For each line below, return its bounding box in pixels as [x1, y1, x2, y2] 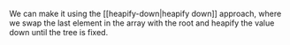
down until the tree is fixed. [9, 27, 109, 37]
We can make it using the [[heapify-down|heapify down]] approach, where [9, 9, 282, 19]
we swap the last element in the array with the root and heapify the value [9, 18, 275, 28]
